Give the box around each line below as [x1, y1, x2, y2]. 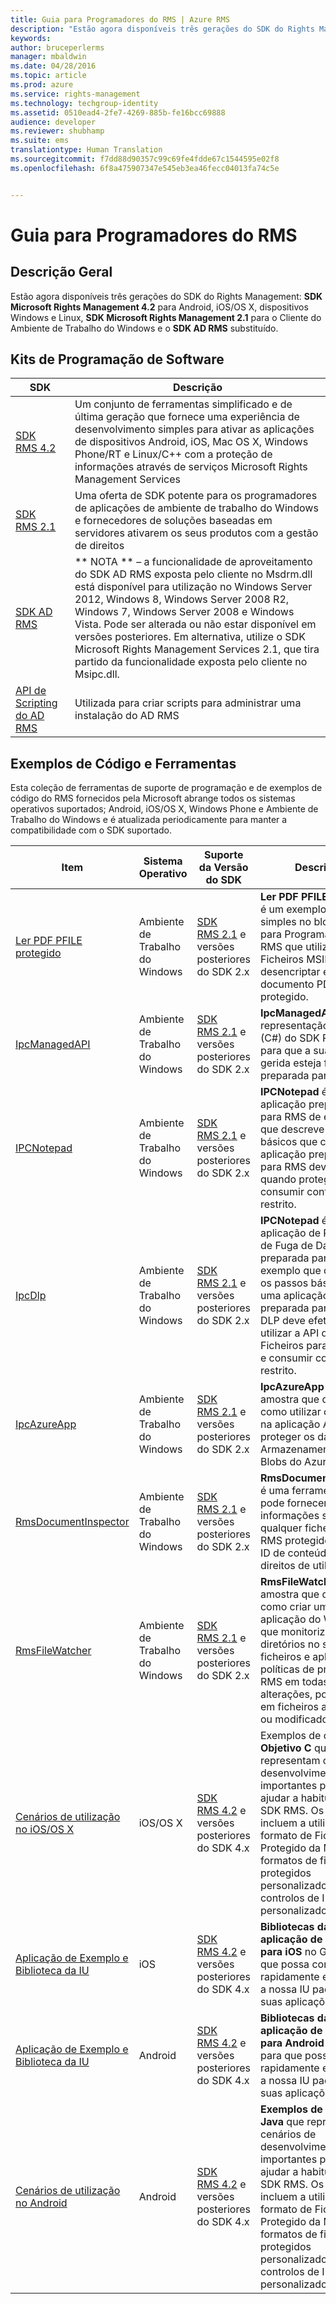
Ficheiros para [259, 1339, 328, 1353]
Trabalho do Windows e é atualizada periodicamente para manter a [10, 814, 288, 826]
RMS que [259, 940, 303, 954]
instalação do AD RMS [74, 709, 180, 723]
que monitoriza [259, 1625, 332, 1639]
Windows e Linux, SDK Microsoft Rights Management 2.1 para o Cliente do [10, 311, 322, 323]
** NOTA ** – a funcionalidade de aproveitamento [74, 555, 313, 569]
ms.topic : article [10, 71, 87, 81]
